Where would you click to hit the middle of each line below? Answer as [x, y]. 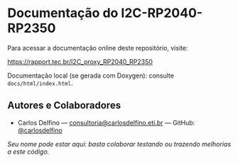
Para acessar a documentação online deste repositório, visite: [98, 48]
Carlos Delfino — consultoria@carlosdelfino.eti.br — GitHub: [106, 122]
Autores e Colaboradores [64, 106]
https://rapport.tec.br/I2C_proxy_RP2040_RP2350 [80, 61]
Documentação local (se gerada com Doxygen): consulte [91, 75]
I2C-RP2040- [162, 13]
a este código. [28, 152]
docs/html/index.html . [40, 83]
